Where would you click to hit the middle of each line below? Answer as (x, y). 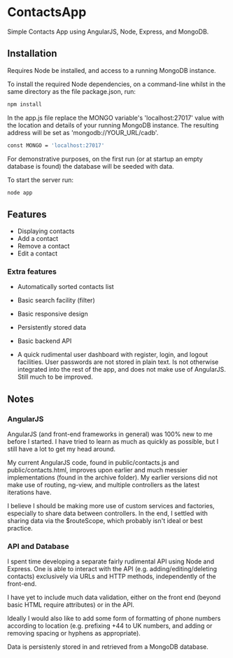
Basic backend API (44, 341)
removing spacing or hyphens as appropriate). (74, 633)
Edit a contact (37, 253)
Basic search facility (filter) (56, 300)
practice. (20, 528)
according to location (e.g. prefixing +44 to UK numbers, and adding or (110, 626)
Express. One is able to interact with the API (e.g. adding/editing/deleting (112, 569)
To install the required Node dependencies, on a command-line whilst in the (116, 84)
